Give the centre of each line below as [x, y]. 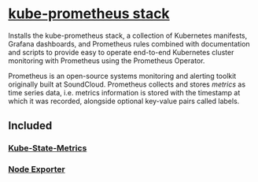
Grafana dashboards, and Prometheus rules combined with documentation [129, 43]
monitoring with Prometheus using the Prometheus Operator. [107, 61]
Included [30, 126]
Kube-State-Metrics [48, 148]
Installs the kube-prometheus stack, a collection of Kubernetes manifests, [128, 35]
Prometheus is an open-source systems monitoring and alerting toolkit [122, 76]
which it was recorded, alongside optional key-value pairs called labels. [124, 101]
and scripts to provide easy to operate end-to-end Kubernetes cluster [121, 52]
